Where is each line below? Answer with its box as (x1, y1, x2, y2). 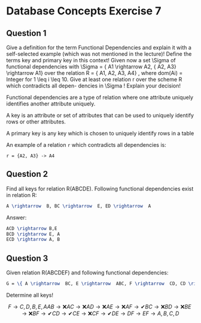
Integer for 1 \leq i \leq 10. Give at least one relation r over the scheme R (6, 76, 182, 83)
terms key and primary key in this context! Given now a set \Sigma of (6, 57, 176, 64)
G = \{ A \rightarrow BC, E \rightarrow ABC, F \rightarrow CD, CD (6, 280, 186, 287)
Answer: (6, 214, 27, 221)
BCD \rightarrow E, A (6, 231, 60, 237)
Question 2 (6, 169, 48, 179)
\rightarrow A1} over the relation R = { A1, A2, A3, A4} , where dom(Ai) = (6, 70, 183, 76)
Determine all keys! (6, 292, 54, 298)
